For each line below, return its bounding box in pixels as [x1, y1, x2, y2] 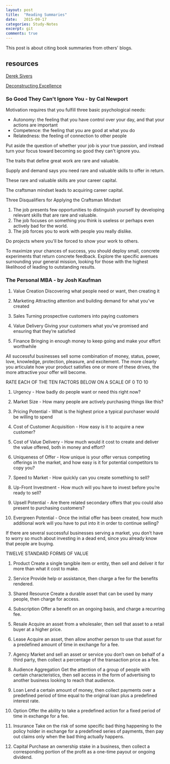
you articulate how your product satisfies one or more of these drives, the [6, 364, 159, 370]
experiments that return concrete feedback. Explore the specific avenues [6, 253, 158, 260]
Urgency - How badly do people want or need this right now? [13, 389, 141, 395]
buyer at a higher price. [13, 626, 62, 632]
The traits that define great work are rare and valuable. [6, 158, 120, 164]
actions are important [13, 122, 58, 128]
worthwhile [13, 344, 37, 350]
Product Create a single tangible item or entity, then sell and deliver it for [13, 560, 164, 567]
